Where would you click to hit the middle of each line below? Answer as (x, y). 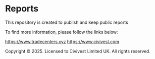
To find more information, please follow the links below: (62, 32)
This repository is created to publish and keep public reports (67, 22)
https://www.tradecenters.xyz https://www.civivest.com (62, 41)
